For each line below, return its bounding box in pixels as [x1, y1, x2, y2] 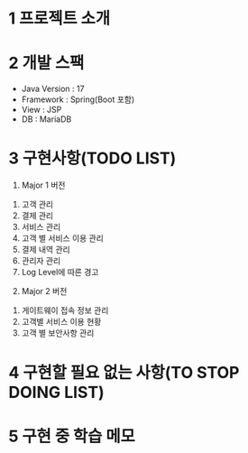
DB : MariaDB [21, 114, 72, 125]
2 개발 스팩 [8, 53, 85, 73]
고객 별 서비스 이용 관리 [21, 233, 105, 244]
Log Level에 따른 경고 [21, 267, 99, 278]
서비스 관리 [21, 222, 61, 233]
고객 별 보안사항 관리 [21, 328, 95, 338]
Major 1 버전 [21, 180, 66, 190]
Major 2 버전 [21, 286, 68, 297]
